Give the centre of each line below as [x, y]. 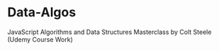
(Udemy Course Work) [40, 39]
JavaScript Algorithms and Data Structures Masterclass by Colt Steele [109, 32]
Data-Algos [42, 12]
